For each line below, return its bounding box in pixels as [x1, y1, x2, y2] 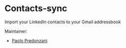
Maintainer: [4, 28, 27, 34]
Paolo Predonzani [11, 37, 48, 44]
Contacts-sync [4, 3, 67, 14]
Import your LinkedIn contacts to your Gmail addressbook [4, 19, 121, 25]
